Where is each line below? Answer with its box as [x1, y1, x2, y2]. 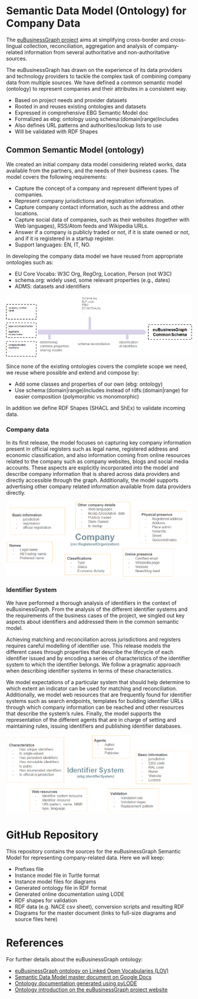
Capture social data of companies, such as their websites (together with [14, 216, 190, 223]
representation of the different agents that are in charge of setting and [6, 716, 177, 723]
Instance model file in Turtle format [14, 872, 100, 879]
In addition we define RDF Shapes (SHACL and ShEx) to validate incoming [6, 405, 186, 412]
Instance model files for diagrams [14, 878, 96, 885]
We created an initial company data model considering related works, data [6, 160, 187, 167]
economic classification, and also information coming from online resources [6, 451, 190, 458]
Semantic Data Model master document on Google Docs [14, 973, 152, 980]
